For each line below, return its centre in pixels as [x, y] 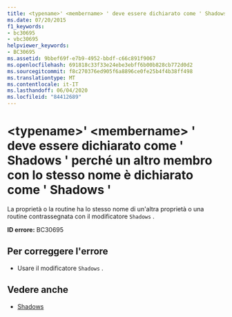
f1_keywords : [26, 26]
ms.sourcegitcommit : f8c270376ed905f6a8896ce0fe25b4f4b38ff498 [100, 71]
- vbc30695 [23, 39]
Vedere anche [38, 290]
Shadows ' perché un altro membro [110, 161]
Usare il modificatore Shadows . [60, 268]
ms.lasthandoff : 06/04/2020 [48, 90]
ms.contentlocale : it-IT [43, 84]
